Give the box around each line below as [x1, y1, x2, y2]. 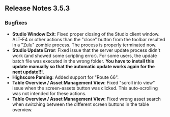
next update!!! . [12, 69, 44, 75]
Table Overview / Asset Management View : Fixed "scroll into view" [12, 79, 155, 85]
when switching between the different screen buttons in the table [12, 101, 149, 107]
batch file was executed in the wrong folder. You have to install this [12, 58, 155, 64]
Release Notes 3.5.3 [5, 4, 70, 13]
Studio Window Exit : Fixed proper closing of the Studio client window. [12, 31, 160, 37]
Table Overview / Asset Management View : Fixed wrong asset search [12, 96, 161, 102]
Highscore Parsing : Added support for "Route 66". [12, 74, 119, 80]
